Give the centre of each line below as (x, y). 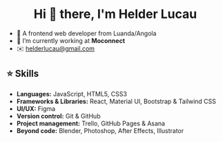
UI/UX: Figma (36, 108)
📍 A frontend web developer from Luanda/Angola (86, 33)
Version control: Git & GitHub (58, 116)
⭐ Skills (23, 74)
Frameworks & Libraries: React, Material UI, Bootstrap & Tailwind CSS (116, 101)
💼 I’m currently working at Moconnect (71, 40)
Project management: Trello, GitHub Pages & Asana (91, 123)
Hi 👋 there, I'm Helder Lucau (115, 14)
